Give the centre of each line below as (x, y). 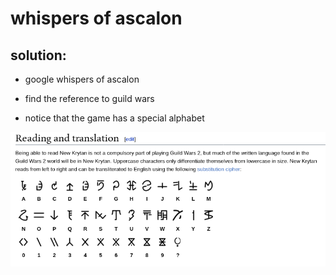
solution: (38, 55)
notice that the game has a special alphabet (114, 118)
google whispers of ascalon (82, 79)
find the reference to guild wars (89, 98)
